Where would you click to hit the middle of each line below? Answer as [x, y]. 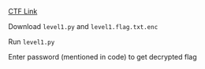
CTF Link [23, 11]
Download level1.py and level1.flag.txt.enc [83, 26]
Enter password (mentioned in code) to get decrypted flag [102, 57]
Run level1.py [32, 42]
